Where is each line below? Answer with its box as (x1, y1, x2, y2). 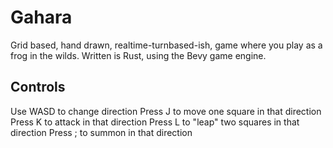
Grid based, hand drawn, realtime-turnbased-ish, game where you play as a (10, 39, 323, 51)
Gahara (10, 6, 73, 29)
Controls (10, 79, 66, 96)
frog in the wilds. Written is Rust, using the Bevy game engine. (10, 49, 267, 61)
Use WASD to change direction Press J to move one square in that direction (10, 105, 322, 117)
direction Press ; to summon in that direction (10, 126, 193, 138)
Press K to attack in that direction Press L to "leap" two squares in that (10, 116, 300, 128)
